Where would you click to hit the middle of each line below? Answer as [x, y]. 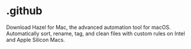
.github [24, 11]
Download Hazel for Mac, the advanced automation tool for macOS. [88, 27]
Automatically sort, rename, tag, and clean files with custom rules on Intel [96, 33]
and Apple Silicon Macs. [35, 40]
